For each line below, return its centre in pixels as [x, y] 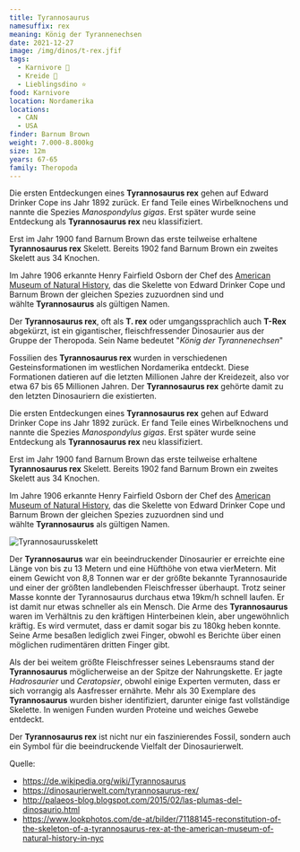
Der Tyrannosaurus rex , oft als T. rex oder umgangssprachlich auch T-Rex [148, 322]
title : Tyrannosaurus [50, 17]
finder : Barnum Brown [50, 135]
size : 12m [28, 151]
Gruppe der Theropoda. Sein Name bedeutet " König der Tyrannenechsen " [146, 341]
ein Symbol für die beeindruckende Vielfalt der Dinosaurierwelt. [127, 746]
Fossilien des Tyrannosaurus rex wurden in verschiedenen [118, 358]
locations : [30, 109]
